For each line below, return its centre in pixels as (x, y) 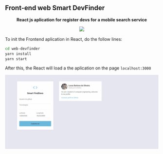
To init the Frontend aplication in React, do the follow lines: (64, 39)
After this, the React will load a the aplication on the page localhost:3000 (78, 68)
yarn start (16, 59)
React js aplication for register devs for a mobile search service (82, 19)
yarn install (18, 54)
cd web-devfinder (23, 49)
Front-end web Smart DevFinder (55, 8)
